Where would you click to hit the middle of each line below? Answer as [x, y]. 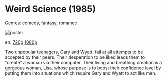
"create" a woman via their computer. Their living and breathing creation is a [84, 62]
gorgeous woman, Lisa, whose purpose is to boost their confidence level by [83, 68]
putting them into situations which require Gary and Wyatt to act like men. [81, 73]
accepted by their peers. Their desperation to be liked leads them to [75, 57]
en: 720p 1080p [21, 42]
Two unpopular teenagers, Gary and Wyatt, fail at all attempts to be [74, 52]
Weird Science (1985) [51, 9]
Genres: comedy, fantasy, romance [41, 23]
